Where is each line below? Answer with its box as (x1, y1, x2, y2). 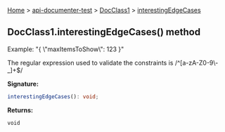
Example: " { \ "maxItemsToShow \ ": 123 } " (7, 45, 124, 53)
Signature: (7, 79, 39, 88)
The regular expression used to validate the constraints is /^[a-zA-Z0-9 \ (7, 58, 216, 67)
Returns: (7, 105, 34, 114)
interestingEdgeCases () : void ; (7, 93, 99, 100)
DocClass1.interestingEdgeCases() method (7, 26, 201, 38)
